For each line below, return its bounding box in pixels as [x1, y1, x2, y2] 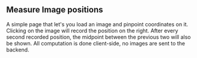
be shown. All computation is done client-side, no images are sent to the [6, 39, 185, 47]
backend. [6, 46, 29, 53]
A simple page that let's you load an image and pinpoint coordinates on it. [6, 20, 189, 28]
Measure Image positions [6, 5, 103, 15]
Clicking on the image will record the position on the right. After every [6, 27, 178, 34]
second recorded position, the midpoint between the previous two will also [6, 33, 191, 41]
